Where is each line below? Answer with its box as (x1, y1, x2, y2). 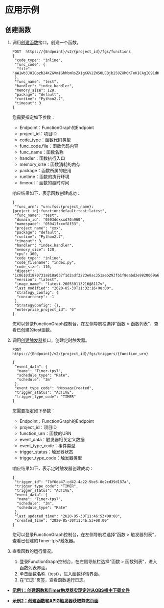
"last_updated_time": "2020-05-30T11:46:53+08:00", (14, 514, 122, 519)
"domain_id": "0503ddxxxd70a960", (14, 217, 85, 222)
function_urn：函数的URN (19, 431, 72, 436)
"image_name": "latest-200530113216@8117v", (14, 281, 107, 286)
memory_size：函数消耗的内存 (19, 161, 81, 167)
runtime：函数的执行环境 (19, 174, 70, 179)
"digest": (14, 269, 35, 274)
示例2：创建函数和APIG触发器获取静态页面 (12, 598, 99, 604)
